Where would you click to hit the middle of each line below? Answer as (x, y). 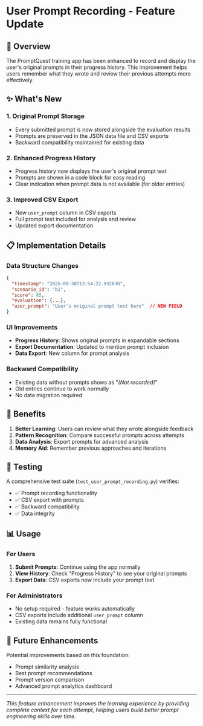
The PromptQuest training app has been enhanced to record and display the (101, 61)
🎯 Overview (28, 46)
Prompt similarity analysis (47, 667)
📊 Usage (24, 533)
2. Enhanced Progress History (51, 158)
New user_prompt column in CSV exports (66, 213)
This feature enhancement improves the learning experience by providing (98, 704)
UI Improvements (32, 328)
